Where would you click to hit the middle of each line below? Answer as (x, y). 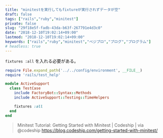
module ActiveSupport (27, 84)
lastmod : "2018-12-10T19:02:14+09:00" (45, 37)
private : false (21, 23)
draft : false (19, 14)
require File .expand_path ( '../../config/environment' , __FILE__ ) (74, 70)
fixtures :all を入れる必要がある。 (42, 61)
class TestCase (25, 88)
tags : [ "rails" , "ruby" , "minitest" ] (42, 19)
